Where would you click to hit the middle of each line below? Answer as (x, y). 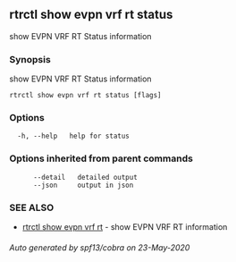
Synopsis (30, 59)
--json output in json (83, 185)
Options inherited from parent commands (101, 158)
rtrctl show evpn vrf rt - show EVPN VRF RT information (125, 227)
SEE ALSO (32, 207)
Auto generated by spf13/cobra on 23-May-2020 (100, 247)
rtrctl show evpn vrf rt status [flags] (86, 96)
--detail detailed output (85, 177)
